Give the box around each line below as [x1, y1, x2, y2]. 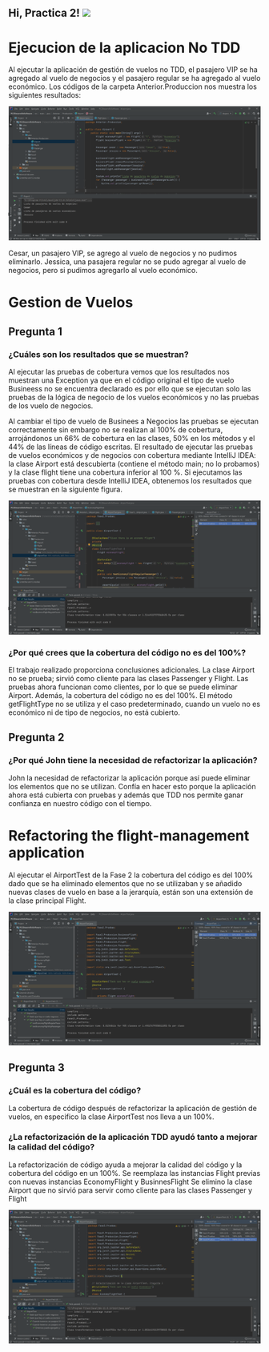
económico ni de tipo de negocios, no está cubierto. [8, 708, 180, 717]
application [8, 844, 86, 861]
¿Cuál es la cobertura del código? [8, 1085, 142, 1096]
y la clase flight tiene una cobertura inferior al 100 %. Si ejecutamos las [8, 467, 243, 477]
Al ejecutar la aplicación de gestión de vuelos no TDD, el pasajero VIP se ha [8, 65, 258, 74]
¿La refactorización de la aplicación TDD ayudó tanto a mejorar [8, 1132, 258, 1143]
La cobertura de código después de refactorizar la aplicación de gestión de [8, 1103, 258, 1113]
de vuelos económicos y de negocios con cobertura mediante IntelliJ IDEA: [8, 451, 256, 460]
